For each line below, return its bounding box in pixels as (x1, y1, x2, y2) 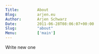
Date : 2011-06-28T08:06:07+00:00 (5, 21, 94, 26)
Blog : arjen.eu (5, 12, 56, 17)
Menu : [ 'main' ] (5, 30, 56, 35)
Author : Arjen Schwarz (5, 16, 67, 21)
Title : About (5, 7, 49, 12)
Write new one (5, 44, 36, 50)
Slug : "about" (5, 26, 53, 31)
